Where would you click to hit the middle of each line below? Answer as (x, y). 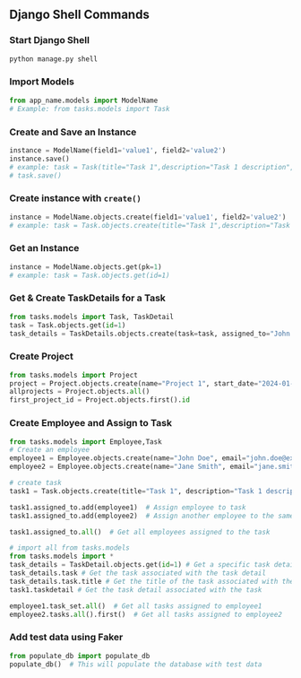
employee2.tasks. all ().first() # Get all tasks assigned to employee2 (146, 614)
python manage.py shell (54, 59)
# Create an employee (50, 450)
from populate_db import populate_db (80, 656)
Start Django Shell (49, 40)
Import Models (42, 82)
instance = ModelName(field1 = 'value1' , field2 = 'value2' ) (118, 150)
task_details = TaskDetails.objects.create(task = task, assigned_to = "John (150, 334)
